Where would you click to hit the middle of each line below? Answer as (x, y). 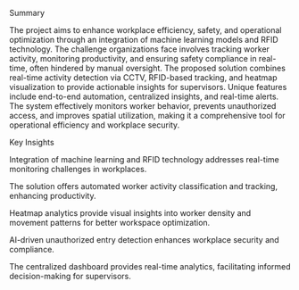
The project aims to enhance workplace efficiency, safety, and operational (145, 30)
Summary (27, 13)
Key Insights (32, 142)
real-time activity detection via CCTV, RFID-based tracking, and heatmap (144, 78)
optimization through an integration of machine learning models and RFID (144, 40)
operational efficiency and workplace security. (95, 125)
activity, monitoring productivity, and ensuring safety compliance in (133, 58)
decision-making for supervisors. (71, 276)
